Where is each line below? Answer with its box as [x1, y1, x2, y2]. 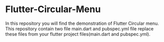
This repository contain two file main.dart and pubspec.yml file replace [5, 25, 154, 31]
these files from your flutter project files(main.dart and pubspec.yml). [5, 31, 151, 37]
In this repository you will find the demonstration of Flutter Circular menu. [5, 20, 159, 26]
